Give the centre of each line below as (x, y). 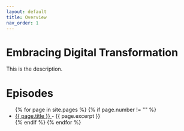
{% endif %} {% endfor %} (48, 123)
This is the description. (34, 69)
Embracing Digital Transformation (92, 52)
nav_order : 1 (22, 23)
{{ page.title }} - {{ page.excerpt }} (58, 116)
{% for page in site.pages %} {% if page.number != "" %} (86, 110)
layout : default (26, 12)
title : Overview (26, 17)
